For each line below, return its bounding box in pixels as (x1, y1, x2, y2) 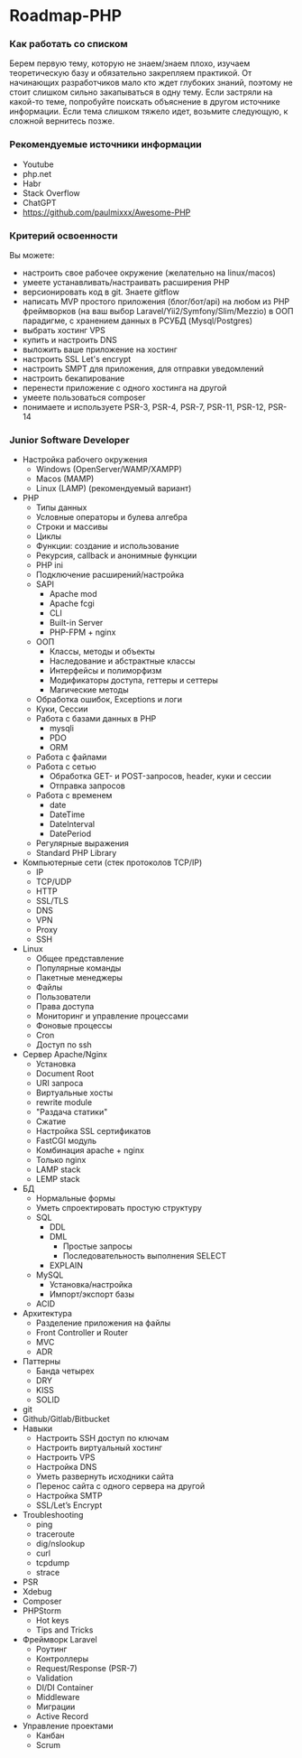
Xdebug (22, 1586, 52, 1597)
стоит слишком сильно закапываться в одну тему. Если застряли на (9, 87, 273, 98)
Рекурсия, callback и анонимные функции (35, 550, 197, 561)
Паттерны (22, 1356, 61, 1367)
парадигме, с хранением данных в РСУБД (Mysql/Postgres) (22, 315, 253, 326)
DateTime (49, 809, 86, 820)
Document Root (35, 1068, 95, 1079)
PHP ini (35, 560, 63, 571)
